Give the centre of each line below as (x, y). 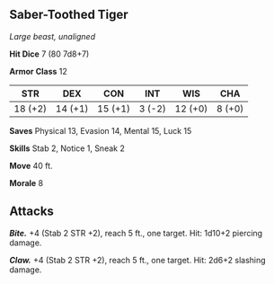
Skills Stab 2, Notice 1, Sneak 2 (67, 148)
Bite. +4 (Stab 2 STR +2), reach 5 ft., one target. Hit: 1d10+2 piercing (136, 233)
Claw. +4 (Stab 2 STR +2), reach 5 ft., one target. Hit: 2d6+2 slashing (138, 260)
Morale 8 (27, 182)
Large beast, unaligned (53, 36)
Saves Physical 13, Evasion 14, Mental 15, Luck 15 (101, 130)
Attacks (31, 212)
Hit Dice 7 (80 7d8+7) (49, 54)
